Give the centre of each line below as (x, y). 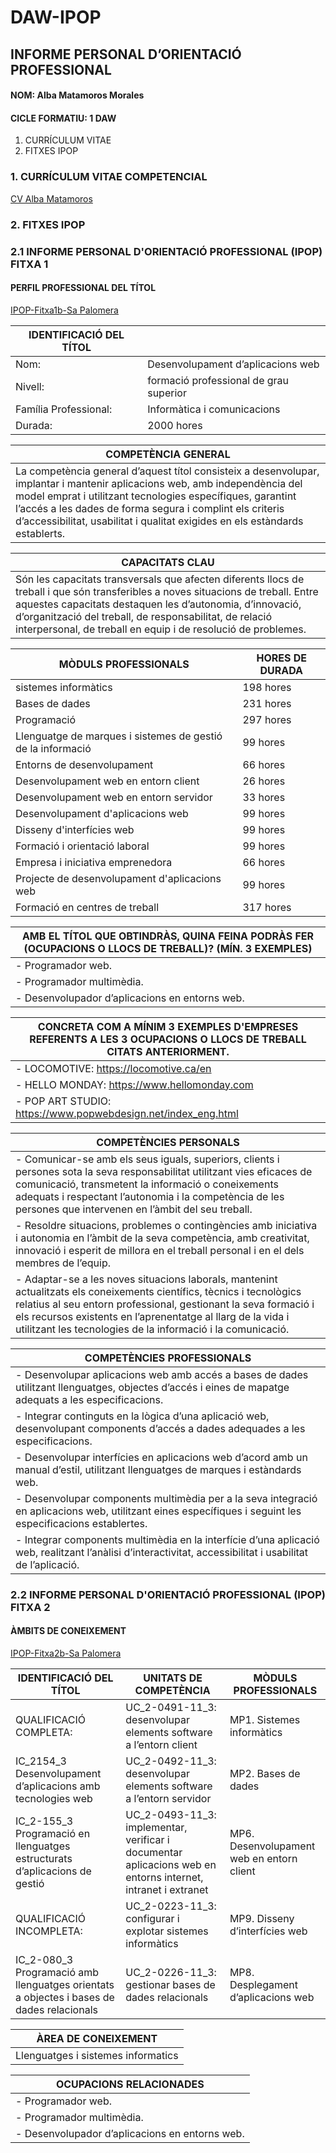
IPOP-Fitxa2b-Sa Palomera (66, 1653)
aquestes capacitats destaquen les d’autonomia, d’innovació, (158, 604)
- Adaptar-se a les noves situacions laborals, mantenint (146, 1279)
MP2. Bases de (265, 1773)
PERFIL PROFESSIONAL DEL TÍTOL (83, 288)
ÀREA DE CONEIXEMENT (97, 2038)
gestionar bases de (170, 1984)
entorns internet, (164, 1877)
